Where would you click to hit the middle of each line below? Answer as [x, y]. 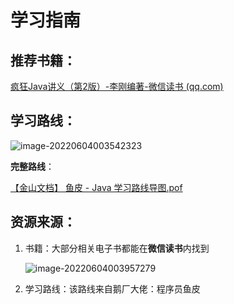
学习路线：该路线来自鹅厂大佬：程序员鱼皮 [112, 288]
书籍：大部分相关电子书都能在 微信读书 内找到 [117, 248]
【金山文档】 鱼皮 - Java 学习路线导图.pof [96, 187]
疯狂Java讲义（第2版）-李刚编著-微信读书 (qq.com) [117, 86]
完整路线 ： [32, 166]
